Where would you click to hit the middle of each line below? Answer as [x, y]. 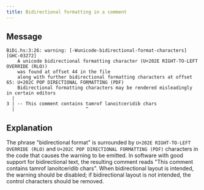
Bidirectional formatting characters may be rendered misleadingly [105, 88]
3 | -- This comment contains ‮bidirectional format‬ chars [82, 104]
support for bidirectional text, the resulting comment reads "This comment [100, 162]
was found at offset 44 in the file [64, 72]
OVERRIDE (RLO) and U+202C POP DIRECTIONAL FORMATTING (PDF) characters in [102, 149]
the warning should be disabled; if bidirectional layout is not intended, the [99, 175]
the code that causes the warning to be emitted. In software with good [95, 155]
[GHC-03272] [21, 56]
